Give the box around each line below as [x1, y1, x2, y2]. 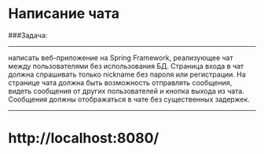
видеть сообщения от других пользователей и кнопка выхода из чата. [8, 86, 245, 95]
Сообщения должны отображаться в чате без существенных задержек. [8, 95, 250, 104]
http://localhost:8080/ [8, 130, 159, 147]
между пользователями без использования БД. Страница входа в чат [8, 61, 244, 70]
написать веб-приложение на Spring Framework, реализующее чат [8, 52, 233, 63]
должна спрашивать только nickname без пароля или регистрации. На [8, 70, 246, 79]
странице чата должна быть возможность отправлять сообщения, [8, 77, 233, 87]
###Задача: [8, 30, 48, 40]
